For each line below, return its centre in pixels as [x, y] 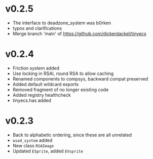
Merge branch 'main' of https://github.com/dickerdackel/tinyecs [80, 33]
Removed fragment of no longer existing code [61, 90]
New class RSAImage [33, 145]
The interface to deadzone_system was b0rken [62, 23]
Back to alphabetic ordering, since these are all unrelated [72, 135]
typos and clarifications [37, 28]
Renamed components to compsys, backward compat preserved [80, 78]
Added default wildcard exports [46, 84]
